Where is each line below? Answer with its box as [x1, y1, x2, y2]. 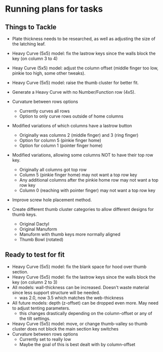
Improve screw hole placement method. [12, 197, 92, 203]
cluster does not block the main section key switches [12, 326, 119, 331]
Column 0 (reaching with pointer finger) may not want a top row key [19, 187, 156, 193]
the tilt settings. [19, 315, 51, 321]
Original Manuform [19, 226, 57, 232]
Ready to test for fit [5, 250, 65, 259]
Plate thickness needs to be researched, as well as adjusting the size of [12, 36, 156, 41]
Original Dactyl [19, 221, 50, 227]
